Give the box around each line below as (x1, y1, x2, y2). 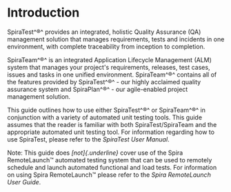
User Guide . (7, 177, 41, 186)
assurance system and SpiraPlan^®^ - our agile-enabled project (7, 85, 188, 93)
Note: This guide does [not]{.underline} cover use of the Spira (7, 148, 183, 157)
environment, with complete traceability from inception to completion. (7, 42, 205, 50)
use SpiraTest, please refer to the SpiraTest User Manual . (7, 135, 170, 143)
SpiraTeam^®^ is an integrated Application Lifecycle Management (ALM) (7, 55, 212, 64)
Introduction (7, 5, 80, 21)
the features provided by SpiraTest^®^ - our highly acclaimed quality (7, 77, 201, 86)
